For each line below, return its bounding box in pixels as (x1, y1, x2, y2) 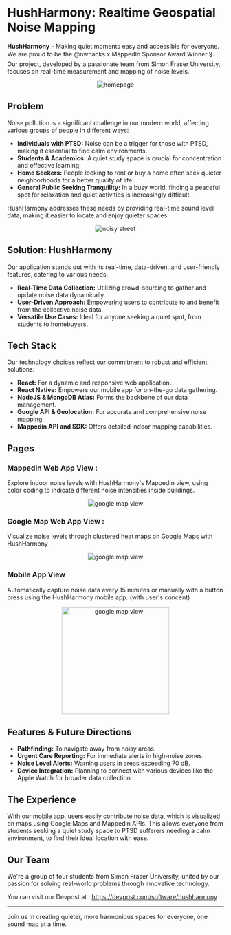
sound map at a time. (7, 920, 67, 928)
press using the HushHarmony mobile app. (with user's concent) (7, 593, 190, 601)
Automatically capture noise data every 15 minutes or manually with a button (7, 585, 223, 594)
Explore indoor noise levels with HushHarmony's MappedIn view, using (7, 479, 208, 487)
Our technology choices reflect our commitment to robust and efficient (7, 358, 208, 366)
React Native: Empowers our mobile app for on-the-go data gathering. (16, 386, 218, 394)
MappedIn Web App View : (7, 463, 98, 473)
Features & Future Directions (7, 727, 132, 738)
